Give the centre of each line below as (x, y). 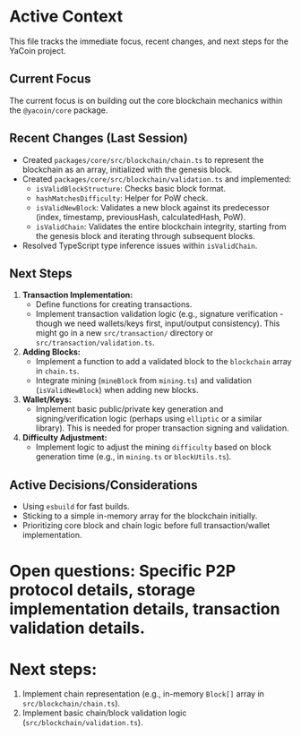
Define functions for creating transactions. (114, 304)
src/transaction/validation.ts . (95, 343)
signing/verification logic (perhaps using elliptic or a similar (149, 419)
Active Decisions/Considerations (103, 485)
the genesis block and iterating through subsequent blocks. (145, 235)
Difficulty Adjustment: (64, 438)
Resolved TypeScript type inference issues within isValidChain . (140, 245)
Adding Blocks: (51, 352)
